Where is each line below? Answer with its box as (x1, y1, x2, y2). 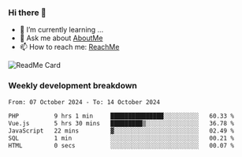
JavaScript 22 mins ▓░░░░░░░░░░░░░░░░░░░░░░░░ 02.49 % (8, 127, 235, 135)
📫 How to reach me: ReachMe (19, 43, 120, 52)
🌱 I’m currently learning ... (19, 25, 104, 35)
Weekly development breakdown (8, 80, 138, 92)
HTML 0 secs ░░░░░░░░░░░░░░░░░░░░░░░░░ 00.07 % (8, 141, 235, 149)
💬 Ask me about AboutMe (19, 33, 103, 43)
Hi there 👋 (8, 7, 47, 18)
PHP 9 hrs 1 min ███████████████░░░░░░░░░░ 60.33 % (8, 112, 235, 121)
